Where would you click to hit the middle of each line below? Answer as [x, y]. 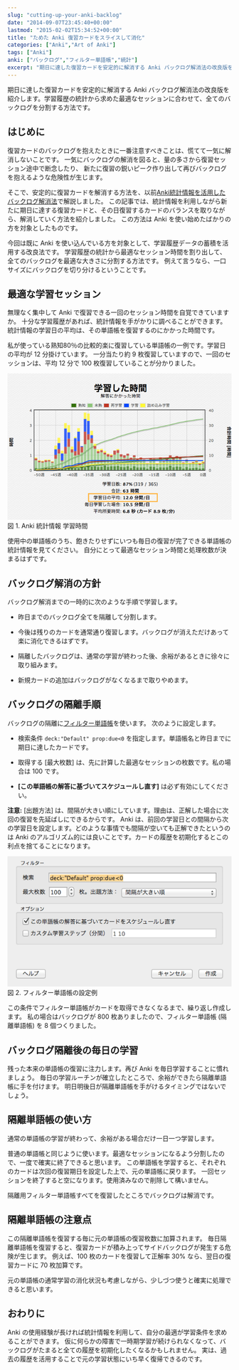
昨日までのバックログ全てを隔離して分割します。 [89, 617]
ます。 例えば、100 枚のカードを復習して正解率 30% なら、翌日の [128, 1256]
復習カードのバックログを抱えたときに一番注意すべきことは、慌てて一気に [116, 150]
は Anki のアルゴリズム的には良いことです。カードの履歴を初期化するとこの [118, 837]
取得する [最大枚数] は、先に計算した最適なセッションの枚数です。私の [121, 762]
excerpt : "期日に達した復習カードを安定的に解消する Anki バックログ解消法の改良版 [118, 68]
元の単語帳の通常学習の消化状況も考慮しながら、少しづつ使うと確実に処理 [116, 1280]
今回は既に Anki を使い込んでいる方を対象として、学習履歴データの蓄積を [115, 243]
